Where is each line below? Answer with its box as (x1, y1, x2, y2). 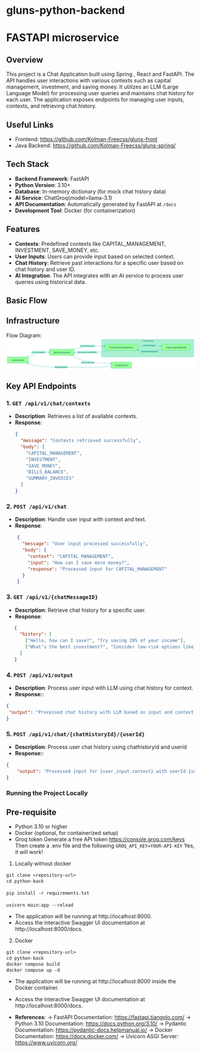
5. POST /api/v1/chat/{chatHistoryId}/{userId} (6, 730, 145, 738)
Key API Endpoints (6, 381, 77, 391)
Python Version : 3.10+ (14, 181, 71, 188)
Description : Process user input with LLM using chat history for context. (14, 684, 193, 691)
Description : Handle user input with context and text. (14, 516, 147, 523)
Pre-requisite (6, 807, 57, 817)
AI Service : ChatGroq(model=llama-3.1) (14, 194, 112, 201)
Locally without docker (14, 860, 72, 867)
